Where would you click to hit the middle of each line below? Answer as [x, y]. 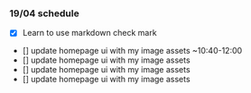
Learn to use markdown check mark [89, 33]
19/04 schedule [44, 13]
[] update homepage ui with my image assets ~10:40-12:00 [132, 51]
